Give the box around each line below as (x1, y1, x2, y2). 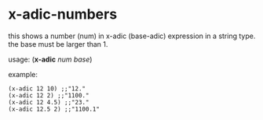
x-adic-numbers (8, 5, 118, 23)
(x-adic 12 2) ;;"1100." (8, 91, 89, 99)
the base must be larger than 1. (8, 39, 108, 48)
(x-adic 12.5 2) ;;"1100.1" (8, 105, 100, 113)
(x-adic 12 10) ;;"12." (8, 84, 86, 93)
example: (8, 69, 38, 79)
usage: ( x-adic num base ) (8, 55, 93, 64)
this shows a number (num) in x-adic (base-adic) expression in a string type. (8, 31, 256, 41)
